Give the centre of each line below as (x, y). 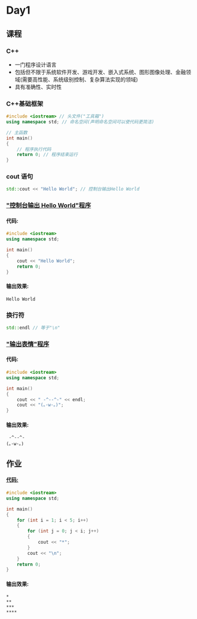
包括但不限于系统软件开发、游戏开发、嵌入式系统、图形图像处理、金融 (100, 72)
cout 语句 (20, 177)
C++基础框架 (25, 103)
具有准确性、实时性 (38, 87)
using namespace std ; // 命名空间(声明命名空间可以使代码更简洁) (80, 122)
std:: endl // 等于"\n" (33, 328)
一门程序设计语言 (35, 64)
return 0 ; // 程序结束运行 (47, 155)
